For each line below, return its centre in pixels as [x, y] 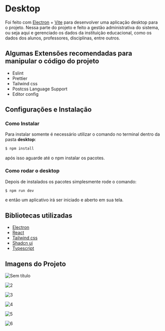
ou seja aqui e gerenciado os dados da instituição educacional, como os [78, 33]
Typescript [23, 248]
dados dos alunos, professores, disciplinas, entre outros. [63, 38]
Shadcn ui [22, 243]
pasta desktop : [20, 140]
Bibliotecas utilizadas [39, 215]
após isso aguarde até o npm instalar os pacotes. [55, 158]
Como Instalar [22, 124]
